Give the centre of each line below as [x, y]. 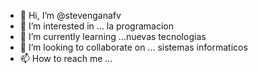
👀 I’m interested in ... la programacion [96, 26]
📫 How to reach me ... [66, 58]
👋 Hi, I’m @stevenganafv [70, 15]
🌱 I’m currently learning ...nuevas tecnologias [113, 36]
